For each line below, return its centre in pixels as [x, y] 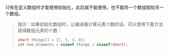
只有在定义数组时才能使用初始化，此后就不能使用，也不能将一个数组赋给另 [82, 7]
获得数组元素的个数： [39, 30]
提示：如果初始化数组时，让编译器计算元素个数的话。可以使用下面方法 [90, 24]
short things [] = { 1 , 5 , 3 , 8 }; [51, 40]
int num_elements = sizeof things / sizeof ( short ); [73, 44]
